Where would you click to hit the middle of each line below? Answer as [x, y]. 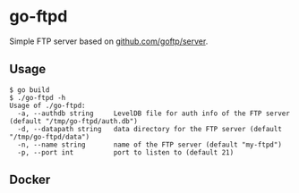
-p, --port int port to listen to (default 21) [126, 152]
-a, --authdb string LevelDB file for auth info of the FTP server [154, 113]
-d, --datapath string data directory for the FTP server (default [149, 129]
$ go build [30, 90]
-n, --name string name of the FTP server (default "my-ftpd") [149, 145]
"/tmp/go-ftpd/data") [50, 137]
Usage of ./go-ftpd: [48, 105]
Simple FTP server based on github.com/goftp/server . [109, 41]
